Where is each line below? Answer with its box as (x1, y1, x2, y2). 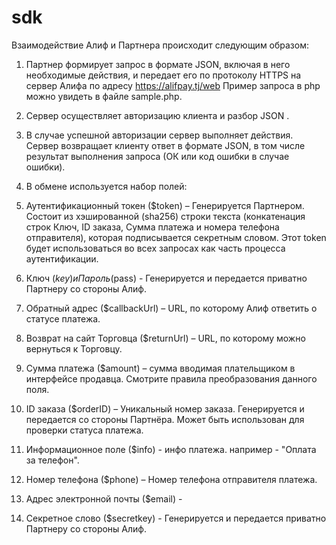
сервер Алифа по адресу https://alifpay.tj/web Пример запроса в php (25, 79, 321, 91)
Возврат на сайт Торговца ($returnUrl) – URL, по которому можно (25, 332, 306, 344)
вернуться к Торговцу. (25, 342, 123, 355)
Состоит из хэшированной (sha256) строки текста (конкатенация (25, 210, 306, 222)
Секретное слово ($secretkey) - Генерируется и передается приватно (25, 512, 327, 524)
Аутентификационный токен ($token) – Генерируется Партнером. (25, 199, 305, 211)
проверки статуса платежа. (25, 424, 144, 436)
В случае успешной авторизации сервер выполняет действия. (25, 129, 294, 141)
